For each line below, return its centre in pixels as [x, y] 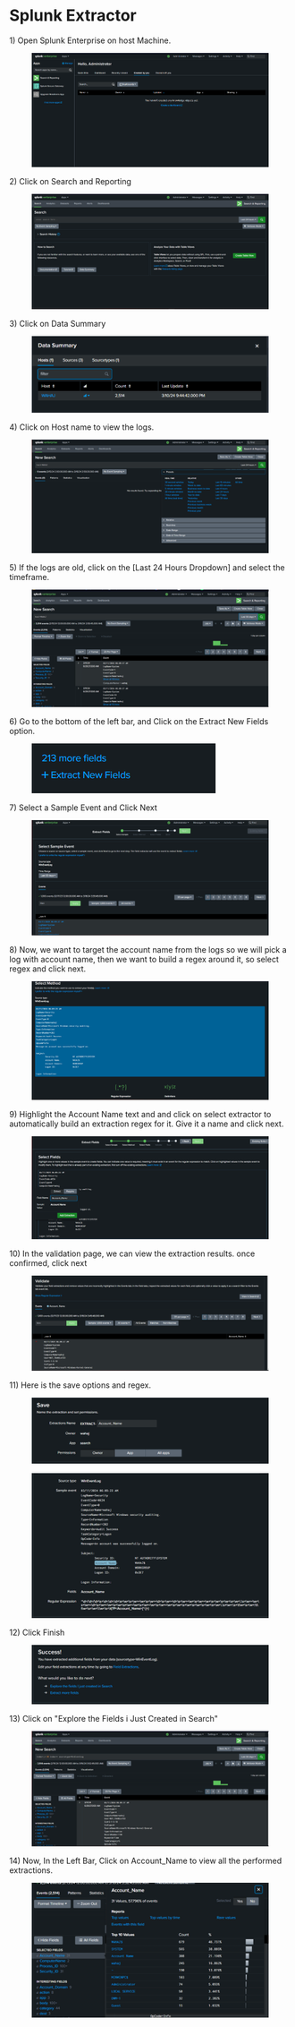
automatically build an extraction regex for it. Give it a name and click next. [147, 1124]
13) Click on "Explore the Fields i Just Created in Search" [114, 1718]
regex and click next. [48, 969]
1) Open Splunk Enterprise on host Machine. [90, 40]
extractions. [31, 1870]
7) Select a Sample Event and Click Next [84, 808]
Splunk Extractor [73, 16]
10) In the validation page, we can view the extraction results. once [132, 1253]
